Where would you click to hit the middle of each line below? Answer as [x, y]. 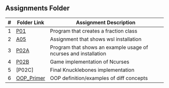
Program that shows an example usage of [99, 47]
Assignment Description [106, 22]
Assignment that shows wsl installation [96, 39]
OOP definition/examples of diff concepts [99, 78]
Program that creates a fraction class [94, 31]
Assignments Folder [37, 8]
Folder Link [30, 22]
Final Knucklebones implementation [92, 70]
